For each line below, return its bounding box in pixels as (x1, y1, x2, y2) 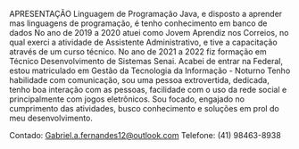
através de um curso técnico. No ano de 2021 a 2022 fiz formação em (9, 46, 268, 57)
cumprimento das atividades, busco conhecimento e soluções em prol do (9, 103, 279, 113)
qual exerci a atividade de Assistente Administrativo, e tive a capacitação (9, 37, 278, 47)
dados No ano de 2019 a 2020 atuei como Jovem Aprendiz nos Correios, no (9, 28, 289, 37)
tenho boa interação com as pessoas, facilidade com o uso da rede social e (9, 85, 287, 95)
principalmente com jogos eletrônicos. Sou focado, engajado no (9, 94, 245, 104)
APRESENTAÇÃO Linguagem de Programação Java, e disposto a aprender (9, 9, 283, 19)
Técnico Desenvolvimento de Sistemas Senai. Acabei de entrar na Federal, (9, 56, 284, 66)
